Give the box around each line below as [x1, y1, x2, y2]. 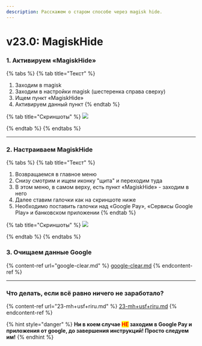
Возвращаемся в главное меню [14, 171, 97, 178]
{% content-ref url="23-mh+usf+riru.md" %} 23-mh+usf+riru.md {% [6, 303, 177, 310]
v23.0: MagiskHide [6, 34, 103, 48]
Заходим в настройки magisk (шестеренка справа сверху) [14, 88, 166, 95]
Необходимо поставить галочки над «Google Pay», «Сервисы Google [14, 203, 194, 210]
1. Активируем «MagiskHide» [6, 56, 96, 64]
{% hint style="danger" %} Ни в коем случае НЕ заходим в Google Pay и [6, 321, 192, 328]
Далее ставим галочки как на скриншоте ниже [14, 196, 136, 203]
